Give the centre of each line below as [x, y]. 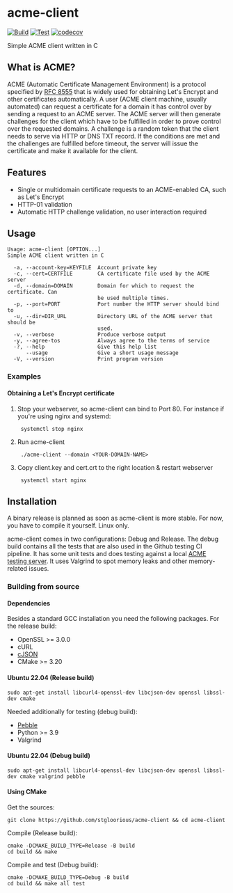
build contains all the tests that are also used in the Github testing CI [105, 546]
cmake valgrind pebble [53, 776]
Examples [24, 377]
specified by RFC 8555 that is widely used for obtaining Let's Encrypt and [113, 91]
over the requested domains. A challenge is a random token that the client [113, 128]
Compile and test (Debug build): [53, 865]
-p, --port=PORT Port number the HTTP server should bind [116, 304]
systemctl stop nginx [52, 429]
